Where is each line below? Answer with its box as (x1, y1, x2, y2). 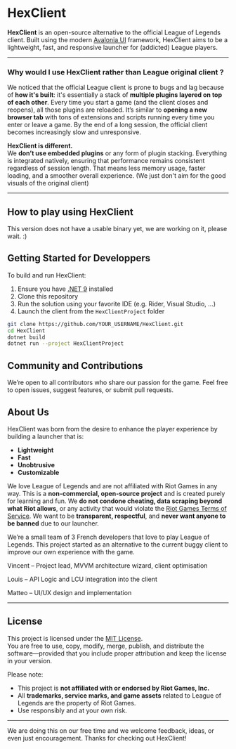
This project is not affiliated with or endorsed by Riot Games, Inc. (17, 684, 210, 692)
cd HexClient (7, 327, 46, 334)
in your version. (7, 656, 53, 665)
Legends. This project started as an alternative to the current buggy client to (7, 540, 228, 549)
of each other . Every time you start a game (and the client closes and (7, 98, 209, 107)
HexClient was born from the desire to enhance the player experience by (7, 424, 218, 433)
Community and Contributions (7, 360, 143, 372)
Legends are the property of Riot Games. (17, 698, 136, 707)
